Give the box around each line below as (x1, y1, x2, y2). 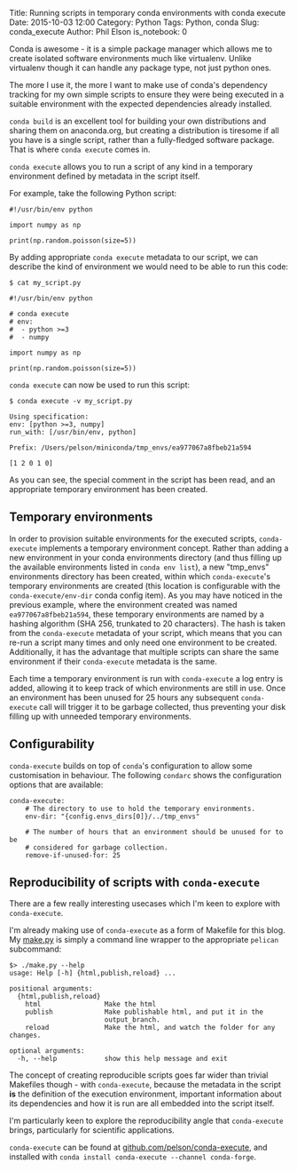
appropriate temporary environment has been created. (9, 484, 208, 494)
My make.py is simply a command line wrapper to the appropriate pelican (9, 935, 279, 945)
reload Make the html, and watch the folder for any (25, 1024, 276, 1032)
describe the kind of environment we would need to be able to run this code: (9, 261, 289, 272)
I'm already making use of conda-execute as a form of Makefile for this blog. (9, 925, 285, 936)
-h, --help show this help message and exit (17, 1055, 228, 1063)
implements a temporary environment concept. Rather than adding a (39, 542, 289, 554)
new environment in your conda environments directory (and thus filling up (9, 552, 282, 562)
